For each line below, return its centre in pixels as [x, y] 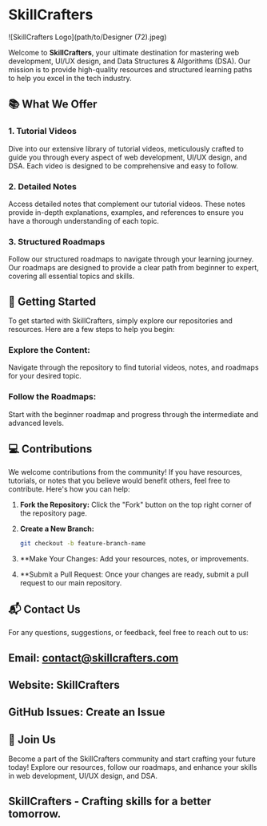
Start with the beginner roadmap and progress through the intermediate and [133, 414]
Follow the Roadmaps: [52, 397]
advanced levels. [36, 423]
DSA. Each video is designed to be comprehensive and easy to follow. [123, 165]
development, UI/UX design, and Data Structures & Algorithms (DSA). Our [130, 61]
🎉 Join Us [32, 739]
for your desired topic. [45, 376]
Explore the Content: [49, 350]
